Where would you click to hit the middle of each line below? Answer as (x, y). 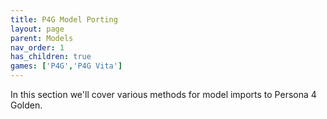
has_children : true (51, 57)
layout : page (37, 29)
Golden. (26, 105)
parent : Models (42, 38)
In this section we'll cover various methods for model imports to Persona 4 (163, 94)
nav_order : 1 (37, 47)
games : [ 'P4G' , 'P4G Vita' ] (66, 66)
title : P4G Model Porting (64, 19)
